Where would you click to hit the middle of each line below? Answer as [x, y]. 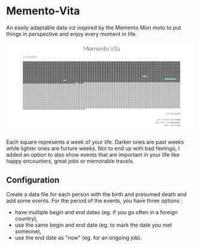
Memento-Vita [43, 11]
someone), [28, 231]
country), [26, 219]
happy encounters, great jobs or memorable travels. [70, 161]
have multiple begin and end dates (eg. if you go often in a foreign [96, 212]
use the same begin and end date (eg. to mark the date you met [93, 225]
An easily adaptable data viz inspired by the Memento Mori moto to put [94, 28]
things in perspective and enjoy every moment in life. [72, 33]
